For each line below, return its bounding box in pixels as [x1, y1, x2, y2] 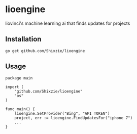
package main [5, 75, 33, 80]
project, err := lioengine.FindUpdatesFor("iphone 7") [14, 115, 133, 120]
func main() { [5, 106, 36, 112]
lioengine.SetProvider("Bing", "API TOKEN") [14, 111, 110, 116]
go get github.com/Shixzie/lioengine [5, 48, 85, 54]
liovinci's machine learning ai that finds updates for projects [5, 20, 130, 26]
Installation [5, 35, 42, 43]
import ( [5, 84, 24, 90]
